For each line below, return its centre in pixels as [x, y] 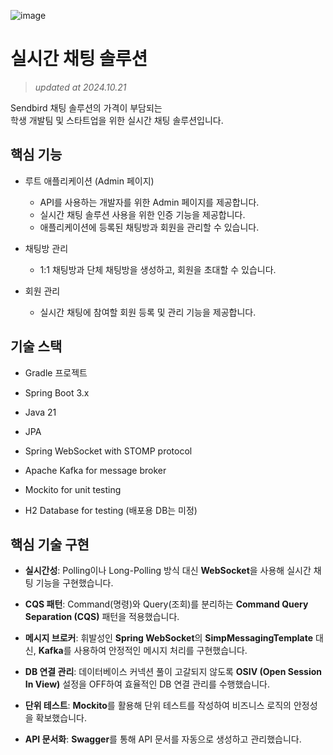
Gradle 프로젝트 [56, 372]
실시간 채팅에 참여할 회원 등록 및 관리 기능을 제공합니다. [148, 312]
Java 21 [40, 412]
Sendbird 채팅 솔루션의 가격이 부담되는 [86, 107]
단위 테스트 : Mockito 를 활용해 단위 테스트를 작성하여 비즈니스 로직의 [158, 706]
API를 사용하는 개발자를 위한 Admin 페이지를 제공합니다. [149, 202]
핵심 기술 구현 [50, 544]
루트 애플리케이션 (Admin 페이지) [89, 181]
